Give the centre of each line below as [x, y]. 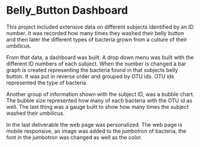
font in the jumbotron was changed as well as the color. [74, 137]
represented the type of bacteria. [47, 82]
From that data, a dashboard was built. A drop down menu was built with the [100, 57]
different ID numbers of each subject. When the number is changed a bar [96, 64]
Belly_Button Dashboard [67, 10]
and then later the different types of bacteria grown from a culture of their [97, 39]
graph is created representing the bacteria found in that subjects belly [92, 70]
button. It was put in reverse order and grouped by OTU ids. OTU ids [90, 76]
